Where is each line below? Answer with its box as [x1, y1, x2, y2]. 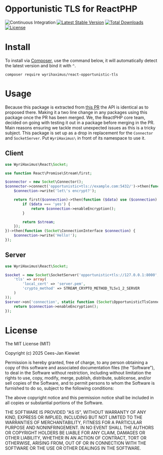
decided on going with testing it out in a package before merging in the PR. [5, 120, 155, 126]
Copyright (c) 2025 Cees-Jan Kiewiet [5, 350, 80, 356]
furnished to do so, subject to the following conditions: [5, 385, 114, 391]
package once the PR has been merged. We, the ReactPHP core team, [5, 114, 146, 120]
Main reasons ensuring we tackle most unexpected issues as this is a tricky [5, 125, 156, 130]
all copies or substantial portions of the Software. [5, 400, 103, 406]
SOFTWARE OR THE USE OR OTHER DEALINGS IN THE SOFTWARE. [5, 445, 141, 451]
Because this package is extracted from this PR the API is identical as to [5, 104, 149, 110]
